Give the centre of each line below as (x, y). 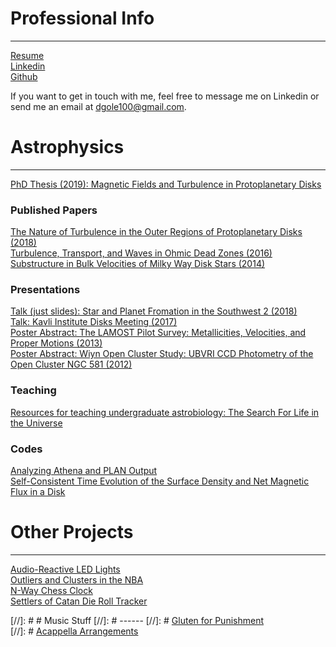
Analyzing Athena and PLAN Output (84, 471)
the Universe (36, 423)
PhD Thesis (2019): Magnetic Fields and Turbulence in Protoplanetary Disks (166, 184)
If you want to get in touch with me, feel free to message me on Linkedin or (165, 96)
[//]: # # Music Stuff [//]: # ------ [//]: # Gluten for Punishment (137, 620)
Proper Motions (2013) (56, 343)
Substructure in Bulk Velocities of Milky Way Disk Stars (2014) (138, 264)
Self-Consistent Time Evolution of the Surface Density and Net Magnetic (160, 481)
